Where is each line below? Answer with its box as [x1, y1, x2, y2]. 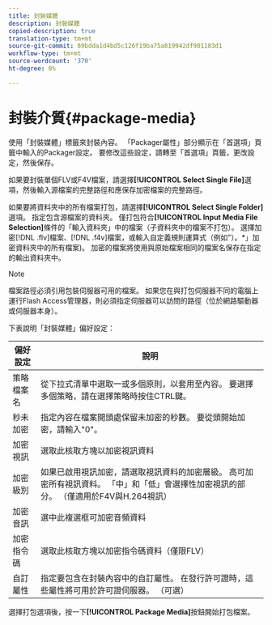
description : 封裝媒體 [8, 19, 80, 28]
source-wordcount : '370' [8, 57, 92, 66]
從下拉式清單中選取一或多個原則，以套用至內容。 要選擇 [40, 378, 253, 389]
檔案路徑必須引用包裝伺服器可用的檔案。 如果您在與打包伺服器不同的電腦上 [8, 285, 259, 295]
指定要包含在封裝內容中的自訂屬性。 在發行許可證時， [40, 572, 245, 584]
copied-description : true [8, 27, 96, 35]
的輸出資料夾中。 [8, 253, 66, 262]
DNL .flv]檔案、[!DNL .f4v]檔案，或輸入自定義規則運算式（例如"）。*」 [19, 232, 253, 242]
